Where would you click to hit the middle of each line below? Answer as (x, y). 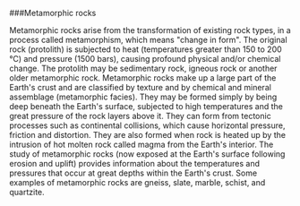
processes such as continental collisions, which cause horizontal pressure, (147, 125)
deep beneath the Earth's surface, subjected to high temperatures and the (146, 106)
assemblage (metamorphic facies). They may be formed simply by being (143, 97)
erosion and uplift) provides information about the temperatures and (135, 163)
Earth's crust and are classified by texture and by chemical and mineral (140, 87)
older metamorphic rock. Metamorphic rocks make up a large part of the (143, 78)
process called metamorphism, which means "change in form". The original (149, 40)
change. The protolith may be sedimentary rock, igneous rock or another (143, 68)
